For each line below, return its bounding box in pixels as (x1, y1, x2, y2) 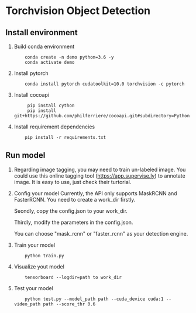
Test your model (13, 284, 54, 291)
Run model (5, 151, 46, 161)
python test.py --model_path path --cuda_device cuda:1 (25, 296, 164, 302)
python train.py (25, 253, 64, 258)
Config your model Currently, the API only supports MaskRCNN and (13, 189, 177, 197)
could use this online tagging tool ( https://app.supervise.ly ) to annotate (13, 172, 185, 179)
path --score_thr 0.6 (43, 301, 96, 307)
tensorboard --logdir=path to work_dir (25, 274, 122, 280)
